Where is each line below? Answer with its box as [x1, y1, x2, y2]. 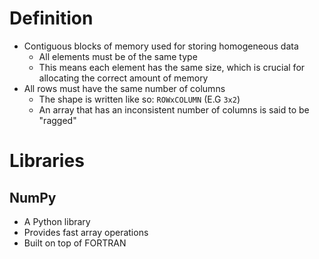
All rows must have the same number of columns [23, 82, 226, 94]
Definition [9, 7, 94, 30]
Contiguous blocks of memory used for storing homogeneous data [23, 40, 299, 52]
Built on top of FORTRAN [23, 237, 127, 249]
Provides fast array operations [23, 226, 149, 238]
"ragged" [38, 114, 77, 126]
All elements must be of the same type [38, 50, 198, 62]
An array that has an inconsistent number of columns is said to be [38, 103, 310, 116]
